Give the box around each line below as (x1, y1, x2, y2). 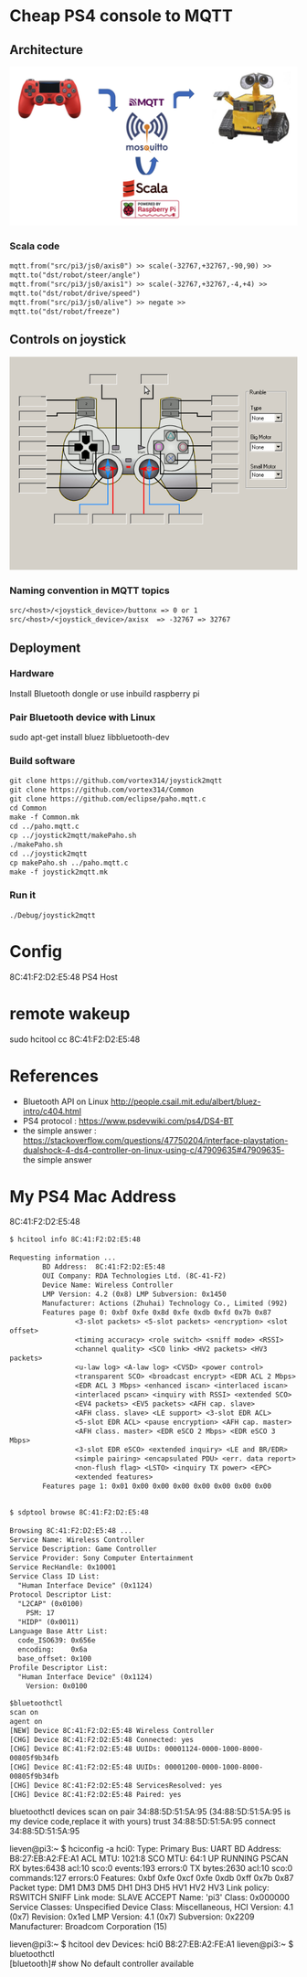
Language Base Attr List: (9, 1627, 108, 1636)
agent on (9, 1717, 43, 1727)
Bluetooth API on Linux (22, 1096, 110, 1107)
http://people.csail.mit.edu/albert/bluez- (111, 1096, 261, 1107)
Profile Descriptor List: (9, 1663, 108, 1673)
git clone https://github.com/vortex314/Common (9, 785, 195, 795)
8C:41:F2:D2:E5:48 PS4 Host (9, 971, 118, 983)
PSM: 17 (26, 1609, 55, 1618)
